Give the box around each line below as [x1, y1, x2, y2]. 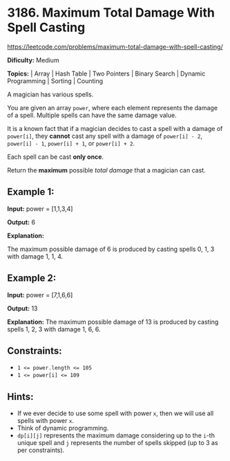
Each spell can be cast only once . [7, 153, 104, 161]
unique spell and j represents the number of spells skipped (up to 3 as [17, 439, 219, 447]
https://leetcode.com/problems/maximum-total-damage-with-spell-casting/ [7, 42, 223, 51]
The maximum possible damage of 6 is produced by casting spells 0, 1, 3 [7, 245, 215, 253]
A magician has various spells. [7, 90, 94, 98]
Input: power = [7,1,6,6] [7, 290, 73, 299]
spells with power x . [17, 417, 75, 425]
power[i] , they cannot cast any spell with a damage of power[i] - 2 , [7, 132, 203, 140]
